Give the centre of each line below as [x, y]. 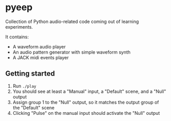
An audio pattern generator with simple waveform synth [71, 52]
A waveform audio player [39, 46]
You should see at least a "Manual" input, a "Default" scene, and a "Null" [89, 91]
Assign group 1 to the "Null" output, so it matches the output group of [86, 102]
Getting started [30, 74]
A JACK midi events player [41, 57]
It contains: [17, 37]
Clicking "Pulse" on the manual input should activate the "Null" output [86, 113]
